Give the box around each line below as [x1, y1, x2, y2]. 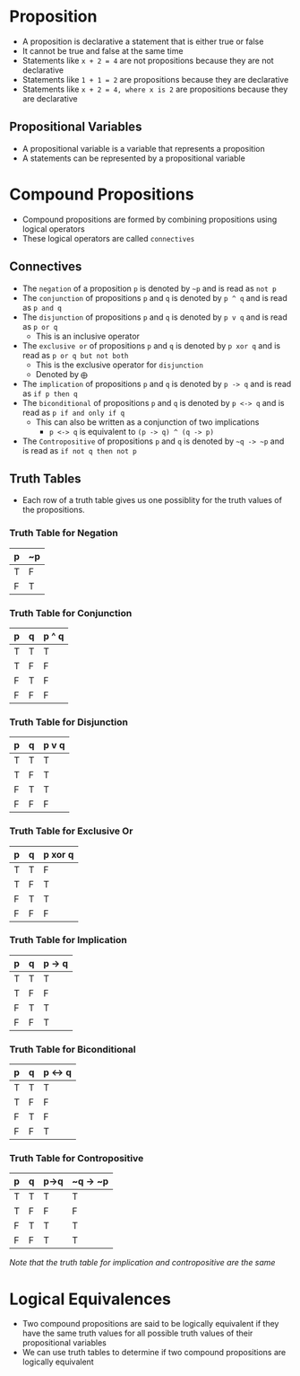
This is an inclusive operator [35, 331, 141, 341]
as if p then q [21, 388, 78, 399]
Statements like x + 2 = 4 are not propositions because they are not [21, 55, 275, 66]
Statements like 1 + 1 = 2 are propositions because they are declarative [21, 74, 289, 84]
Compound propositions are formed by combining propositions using [21, 214, 278, 225]
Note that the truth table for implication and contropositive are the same [9, 1257, 276, 1268]
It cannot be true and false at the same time [21, 45, 184, 56]
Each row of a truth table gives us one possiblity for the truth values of [21, 495, 282, 506]
